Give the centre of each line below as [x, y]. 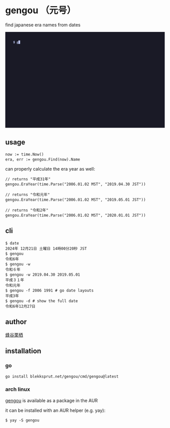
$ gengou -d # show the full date [42, 301]
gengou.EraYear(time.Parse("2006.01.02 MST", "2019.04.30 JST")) [75, 184]
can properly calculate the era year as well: [50, 169]
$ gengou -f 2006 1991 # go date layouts [50, 290]
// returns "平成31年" [28, 179]
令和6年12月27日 [20, 306]
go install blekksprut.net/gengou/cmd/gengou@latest [62, 377]
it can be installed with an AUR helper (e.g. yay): [55, 410]
